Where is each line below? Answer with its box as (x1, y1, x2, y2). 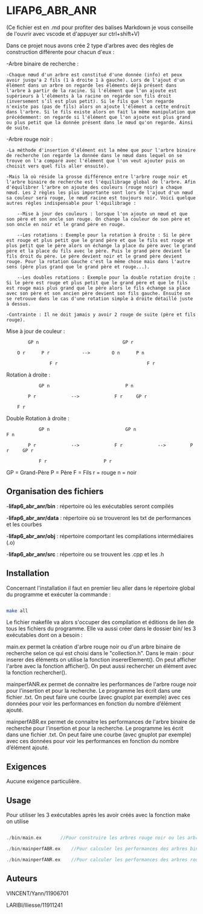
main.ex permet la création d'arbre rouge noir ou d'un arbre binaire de (6, 643, 181, 650)
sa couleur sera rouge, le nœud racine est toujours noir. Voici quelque (6, 195, 196, 201)
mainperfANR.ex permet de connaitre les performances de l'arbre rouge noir (6, 681, 197, 688)
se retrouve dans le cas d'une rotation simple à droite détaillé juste (6, 295, 193, 302)
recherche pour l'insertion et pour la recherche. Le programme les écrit (6, 725, 184, 732)
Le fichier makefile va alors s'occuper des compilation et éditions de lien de (6, 619, 195, 626)
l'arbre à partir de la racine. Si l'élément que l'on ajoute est (6, 87, 177, 94)
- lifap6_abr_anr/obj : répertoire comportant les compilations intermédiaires (6, 532, 194, 539)
